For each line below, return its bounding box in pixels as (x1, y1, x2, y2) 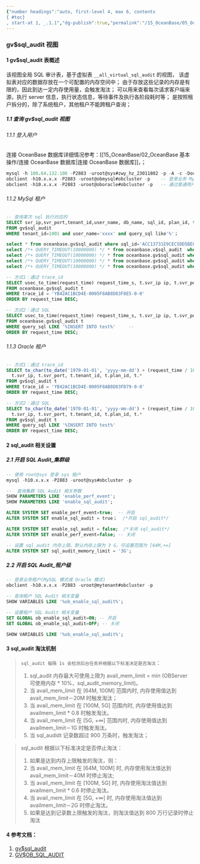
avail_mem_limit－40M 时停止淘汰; (29, 772, 114, 779)
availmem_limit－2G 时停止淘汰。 (29, 801, 111, 809)
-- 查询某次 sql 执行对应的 (6, 214, 68, 220)
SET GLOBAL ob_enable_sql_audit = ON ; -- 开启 (6, 615, 117, 621)
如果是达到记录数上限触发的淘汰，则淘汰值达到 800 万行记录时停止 (29, 809, 194, 816)
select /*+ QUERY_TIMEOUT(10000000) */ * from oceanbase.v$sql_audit (6, 247, 183, 253)
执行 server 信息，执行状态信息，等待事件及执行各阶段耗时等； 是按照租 (16, 93, 193, 100)
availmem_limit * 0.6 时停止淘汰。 (29, 787, 112, 794)
